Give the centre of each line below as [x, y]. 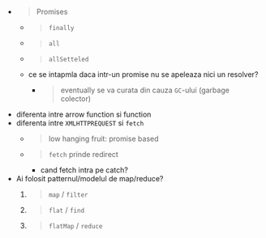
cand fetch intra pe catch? [84, 170]
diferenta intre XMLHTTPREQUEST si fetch [80, 123]
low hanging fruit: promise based [104, 138]
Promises [52, 12]
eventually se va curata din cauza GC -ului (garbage [145, 90]
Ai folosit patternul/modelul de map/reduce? [90, 178]
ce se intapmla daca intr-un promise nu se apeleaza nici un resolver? [143, 74]
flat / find [66, 210]
